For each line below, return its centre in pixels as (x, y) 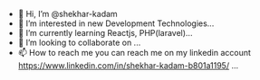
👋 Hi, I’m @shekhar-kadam (67, 14)
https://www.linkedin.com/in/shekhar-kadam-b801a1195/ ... (128, 66)
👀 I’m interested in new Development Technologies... (116, 23)
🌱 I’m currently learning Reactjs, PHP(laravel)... (105, 33)
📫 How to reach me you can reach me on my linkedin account (135, 53)
